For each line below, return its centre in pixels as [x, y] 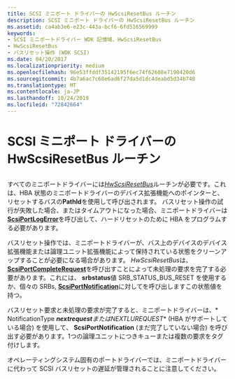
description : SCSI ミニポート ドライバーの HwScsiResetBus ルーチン [101, 20]
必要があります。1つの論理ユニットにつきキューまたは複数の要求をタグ [121, 336]
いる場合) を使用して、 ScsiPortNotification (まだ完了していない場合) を [111, 328]
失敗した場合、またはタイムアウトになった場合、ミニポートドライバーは [123, 210]
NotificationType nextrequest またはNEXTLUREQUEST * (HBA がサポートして [117, 319]
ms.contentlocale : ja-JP [43, 92]
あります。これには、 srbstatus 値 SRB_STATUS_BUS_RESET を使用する [123, 278]
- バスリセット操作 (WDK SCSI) [49, 53]
